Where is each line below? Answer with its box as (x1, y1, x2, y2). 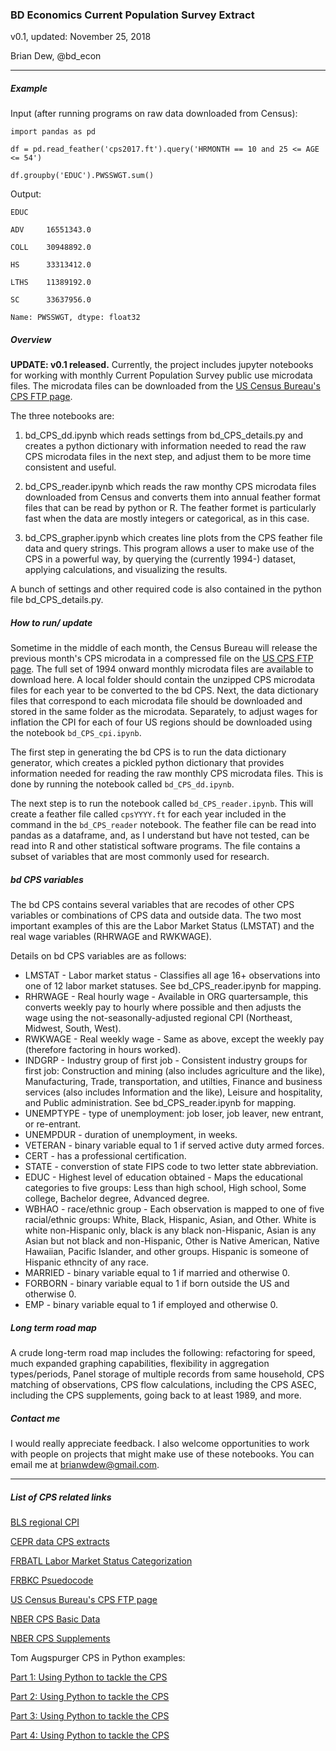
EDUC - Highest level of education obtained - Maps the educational (24, 1171, 303, 1183)
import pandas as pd (10, 127, 97, 137)
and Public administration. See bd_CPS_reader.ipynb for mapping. (24, 1097, 297, 1109)
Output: (10, 188, 42, 200)
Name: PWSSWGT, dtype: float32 (10, 313, 141, 323)
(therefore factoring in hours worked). (24, 1044, 182, 1056)
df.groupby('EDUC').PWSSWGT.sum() (10, 171, 155, 181)
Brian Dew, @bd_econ (10, 50, 102, 62)
